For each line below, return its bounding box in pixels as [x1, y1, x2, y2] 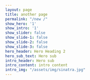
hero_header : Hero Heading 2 [5, 49, 66, 54]
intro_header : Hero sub [5, 58, 55, 63]
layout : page [5, 7, 32, 12]
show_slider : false [5, 30, 46, 35]
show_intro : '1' [5, 26, 39, 31]
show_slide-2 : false [5, 40, 48, 45]
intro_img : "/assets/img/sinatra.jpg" [5, 68, 86, 73]
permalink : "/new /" [5, 16, 48, 21]
